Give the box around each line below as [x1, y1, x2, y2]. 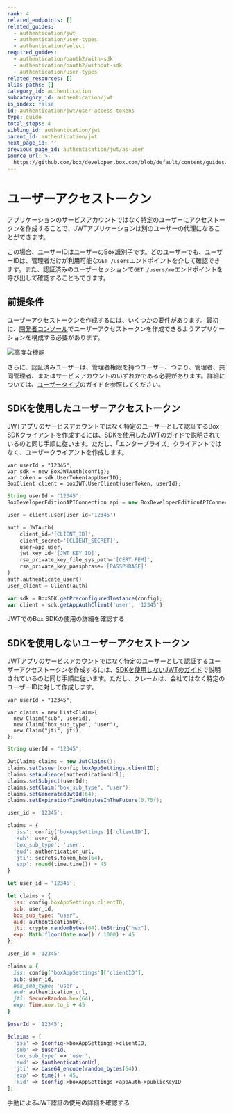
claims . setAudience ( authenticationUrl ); [7, 771, 126, 778]
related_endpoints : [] [7, 17, 73, 24]
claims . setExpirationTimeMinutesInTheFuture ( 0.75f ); [7, 797, 163, 804]
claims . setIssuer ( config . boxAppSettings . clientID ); [7, 764, 159, 771]
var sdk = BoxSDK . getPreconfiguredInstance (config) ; [7, 595, 163, 602]
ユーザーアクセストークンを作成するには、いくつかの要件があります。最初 [7, 316, 219, 324]
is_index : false [7, 101, 54, 108]
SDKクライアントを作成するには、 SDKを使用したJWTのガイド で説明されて [7, 431, 221, 439]
